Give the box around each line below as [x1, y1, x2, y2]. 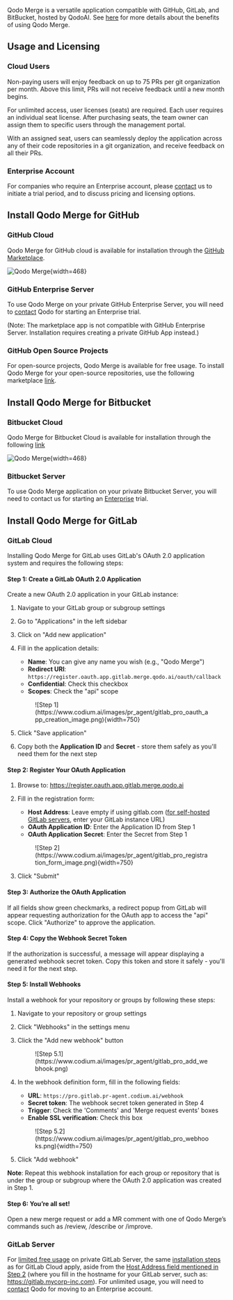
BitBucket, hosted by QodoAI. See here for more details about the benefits [7, 13, 220, 22]
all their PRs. [7, 149, 43, 157]
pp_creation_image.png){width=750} [34, 716, 140, 724]
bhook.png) [34, 1064, 68, 1073]
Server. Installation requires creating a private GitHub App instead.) [7, 328, 200, 337]
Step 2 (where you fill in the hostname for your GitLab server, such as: [7, 1270, 208, 1278]
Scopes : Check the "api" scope [27, 687, 119, 696]
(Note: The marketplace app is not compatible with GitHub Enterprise [7, 321, 205, 329]
